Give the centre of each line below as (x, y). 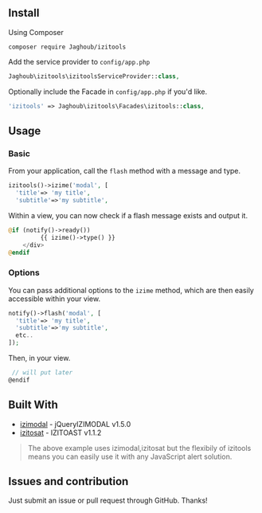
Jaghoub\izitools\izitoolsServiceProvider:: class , (94, 76)
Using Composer (36, 32)
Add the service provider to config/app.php (79, 61)
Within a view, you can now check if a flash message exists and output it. (128, 215)
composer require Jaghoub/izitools (67, 47)
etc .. (25, 335)
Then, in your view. (39, 358)
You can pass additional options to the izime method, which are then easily (131, 290)
